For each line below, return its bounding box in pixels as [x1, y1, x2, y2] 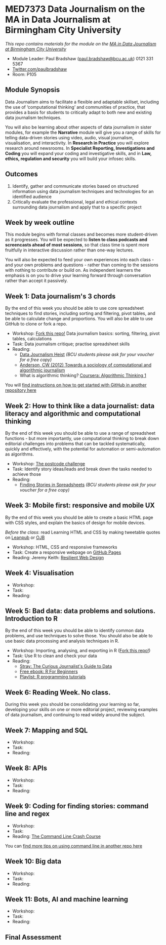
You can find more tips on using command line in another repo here [5, 843, 142, 849]
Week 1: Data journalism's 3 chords [5, 292, 116, 300]
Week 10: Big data [5, 857, 62, 865]
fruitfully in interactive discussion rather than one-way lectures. [5, 247, 134, 253]
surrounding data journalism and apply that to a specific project [12, 204, 142, 210]
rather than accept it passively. [5, 278, 68, 284]
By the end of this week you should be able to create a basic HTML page [5, 514, 154, 520]
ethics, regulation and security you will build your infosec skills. [5, 156, 137, 162]
